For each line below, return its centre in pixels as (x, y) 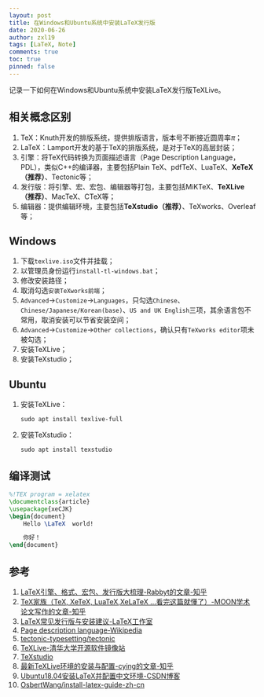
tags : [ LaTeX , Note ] (43, 45)
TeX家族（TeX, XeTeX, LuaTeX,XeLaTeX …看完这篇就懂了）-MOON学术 (135, 601)
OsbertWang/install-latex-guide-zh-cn (82, 684)
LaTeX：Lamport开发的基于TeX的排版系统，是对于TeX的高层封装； (128, 147)
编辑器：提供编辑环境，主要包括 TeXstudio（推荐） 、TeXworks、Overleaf (138, 206)
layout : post (30, 15)
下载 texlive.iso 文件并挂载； (67, 261)
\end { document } (34, 545)
